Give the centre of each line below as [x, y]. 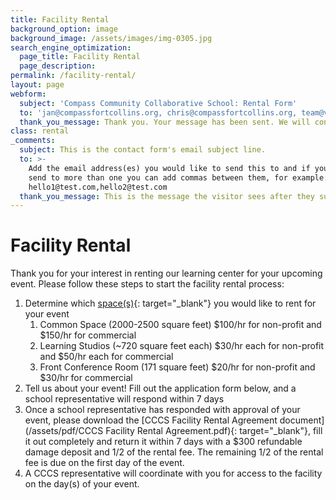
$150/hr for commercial [88, 335]
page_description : [58, 66]
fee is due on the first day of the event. [104, 463]
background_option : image [64, 29]
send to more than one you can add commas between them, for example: [178, 177]
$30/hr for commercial [86, 378]
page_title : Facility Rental [80, 57]
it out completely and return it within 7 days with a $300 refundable [163, 442]
